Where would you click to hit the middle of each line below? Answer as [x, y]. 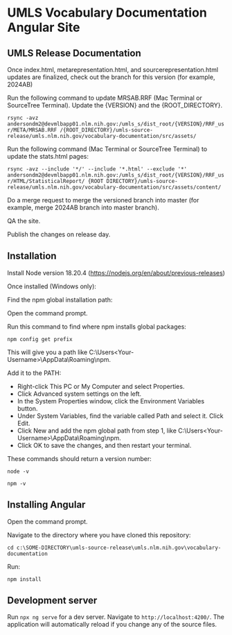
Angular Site [44, 27]
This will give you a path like [47, 352]
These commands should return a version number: [79, 458]
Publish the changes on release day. [59, 234]
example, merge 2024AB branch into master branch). [83, 207]
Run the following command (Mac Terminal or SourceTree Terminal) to [107, 149]
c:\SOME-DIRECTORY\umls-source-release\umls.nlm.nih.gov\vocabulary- [119, 548]
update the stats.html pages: [48, 156]
